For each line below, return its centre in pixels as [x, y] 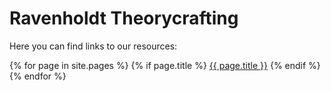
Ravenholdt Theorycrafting [124, 18]
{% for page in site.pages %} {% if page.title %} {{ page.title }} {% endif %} [165, 65]
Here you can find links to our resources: [93, 46]
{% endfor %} [38, 76]
